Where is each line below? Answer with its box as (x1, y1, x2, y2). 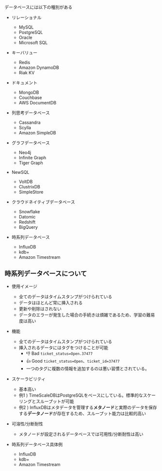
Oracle (18, 34, 32, 40)
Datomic (18, 214, 36, 219)
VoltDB (18, 179, 33, 185)
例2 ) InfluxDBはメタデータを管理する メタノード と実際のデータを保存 (18, 404, 157, 410)
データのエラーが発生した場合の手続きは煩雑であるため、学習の (18, 312, 146, 318)
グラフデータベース (11, 140, 50, 146)
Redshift (18, 219, 36, 225)
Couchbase (18, 95, 42, 101)
